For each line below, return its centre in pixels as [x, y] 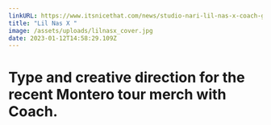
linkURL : [23, 16]
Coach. [33, 112]
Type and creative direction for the [127, 78]
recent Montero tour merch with [117, 95]
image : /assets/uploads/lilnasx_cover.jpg [81, 30]
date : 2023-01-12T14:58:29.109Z [63, 38]
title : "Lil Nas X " [43, 23]
